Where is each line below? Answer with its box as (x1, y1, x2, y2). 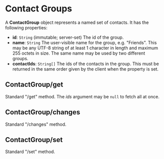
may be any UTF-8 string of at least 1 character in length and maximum (12, 45, 158, 51)
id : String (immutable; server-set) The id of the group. (12, 34, 124, 40)
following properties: (5, 24, 48, 30)
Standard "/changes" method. (5, 121, 67, 127)
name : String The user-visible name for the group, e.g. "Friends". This (12, 39, 157, 45)
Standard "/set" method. (5, 149, 56, 155)
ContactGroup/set (5, 135, 63, 144)
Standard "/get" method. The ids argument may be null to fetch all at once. (5, 93, 160, 99)
